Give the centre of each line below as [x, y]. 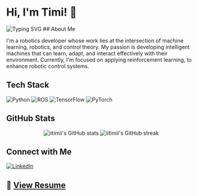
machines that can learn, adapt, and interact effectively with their [87, 53]
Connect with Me [39, 152]
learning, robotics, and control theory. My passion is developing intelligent [98, 47]
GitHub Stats [31, 119]
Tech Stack [28, 85]
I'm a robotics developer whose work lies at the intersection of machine [95, 40]
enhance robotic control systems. [48, 66]
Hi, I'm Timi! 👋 [42, 12]
